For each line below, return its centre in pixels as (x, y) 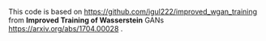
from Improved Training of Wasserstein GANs (86, 20)
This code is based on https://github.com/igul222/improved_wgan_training (133, 12)
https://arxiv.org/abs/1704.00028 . (66, 29)
